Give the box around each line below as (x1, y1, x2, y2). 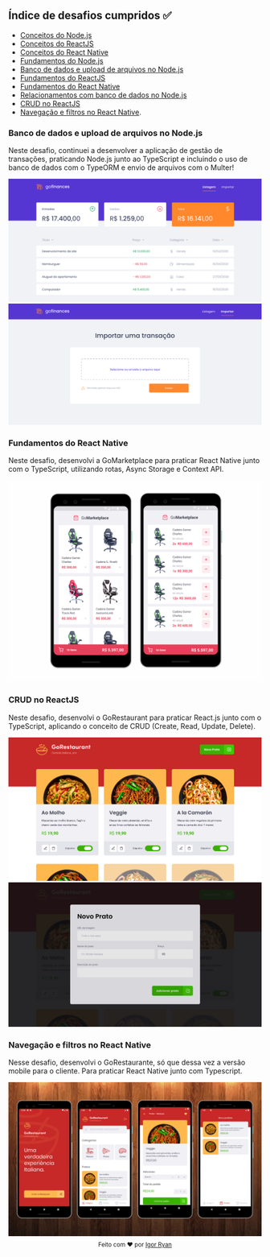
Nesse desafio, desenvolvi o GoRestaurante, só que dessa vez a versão (8, 1057, 246, 1068)
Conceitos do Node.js (19, 30, 92, 39)
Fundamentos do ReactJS (19, 72, 106, 82)
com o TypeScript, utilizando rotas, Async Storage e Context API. (8, 465, 224, 474)
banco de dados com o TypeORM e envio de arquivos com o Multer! (8, 163, 235, 172)
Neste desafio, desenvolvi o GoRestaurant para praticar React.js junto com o (8, 713, 262, 722)
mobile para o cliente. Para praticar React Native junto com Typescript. (8, 1066, 243, 1076)
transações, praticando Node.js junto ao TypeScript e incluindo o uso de (8, 155, 248, 164)
